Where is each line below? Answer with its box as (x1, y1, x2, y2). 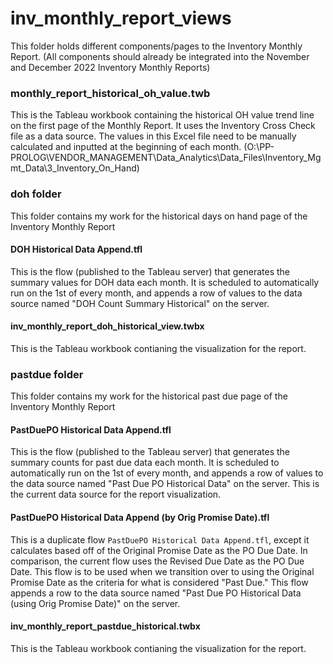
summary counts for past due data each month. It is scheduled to (10, 457, 280, 469)
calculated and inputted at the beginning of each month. (10, 141, 242, 153)
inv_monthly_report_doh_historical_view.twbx (10, 320, 205, 332)
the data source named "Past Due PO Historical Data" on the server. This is (10, 478, 320, 490)
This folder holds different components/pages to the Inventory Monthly (10, 40, 303, 52)
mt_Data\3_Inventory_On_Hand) (10, 162, 140, 174)
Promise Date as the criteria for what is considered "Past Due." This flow (10, 576, 309, 588)
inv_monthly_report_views (10, 7, 232, 30)
